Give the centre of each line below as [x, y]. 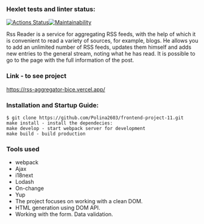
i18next [24, 175]
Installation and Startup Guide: [53, 105]
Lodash [25, 182]
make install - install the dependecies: [60, 123]
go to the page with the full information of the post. [70, 60]
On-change [30, 189]
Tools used [23, 149]
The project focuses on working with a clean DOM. [79, 201]
